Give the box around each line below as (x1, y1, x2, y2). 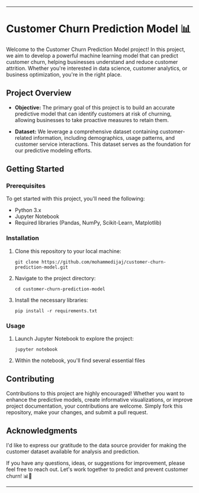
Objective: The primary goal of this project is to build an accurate (14, 104, 175, 111)
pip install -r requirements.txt (14, 308, 98, 314)
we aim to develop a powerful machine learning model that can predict (6, 52, 179, 59)
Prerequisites (6, 182, 46, 190)
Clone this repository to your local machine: (14, 247, 121, 255)
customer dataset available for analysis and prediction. (6, 448, 140, 455)
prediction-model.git (14, 264, 68, 270)
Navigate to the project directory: (14, 274, 96, 281)
